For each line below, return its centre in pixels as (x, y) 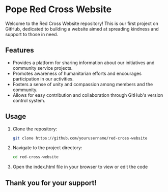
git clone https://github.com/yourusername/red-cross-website (80, 138)
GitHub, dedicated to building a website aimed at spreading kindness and (82, 29)
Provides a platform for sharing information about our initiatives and (83, 63)
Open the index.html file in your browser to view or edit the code (80, 167)
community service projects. (43, 68)
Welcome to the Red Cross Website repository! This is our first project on (82, 23)
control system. (29, 100)
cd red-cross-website (35, 157)
